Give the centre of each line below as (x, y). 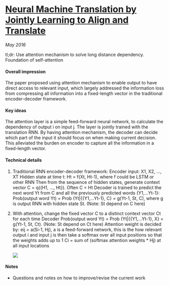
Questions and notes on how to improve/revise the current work (79, 278)
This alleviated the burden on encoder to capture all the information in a (80, 143)
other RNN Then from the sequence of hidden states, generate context (86, 182)
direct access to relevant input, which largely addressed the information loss (85, 88)
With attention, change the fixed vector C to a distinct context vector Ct (87, 213)
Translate (25, 31)
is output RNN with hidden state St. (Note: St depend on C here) (79, 204)
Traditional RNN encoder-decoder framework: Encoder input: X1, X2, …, (87, 171)
